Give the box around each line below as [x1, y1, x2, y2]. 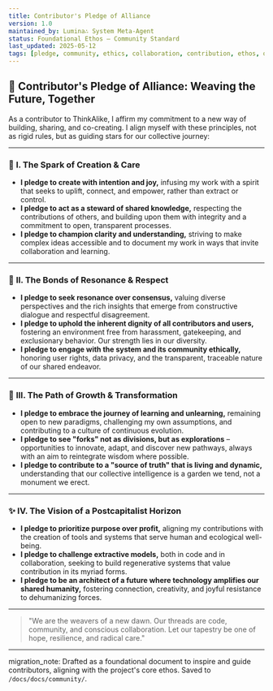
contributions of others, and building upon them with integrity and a [19, 212, 247, 222]
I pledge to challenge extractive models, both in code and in [19, 550, 226, 559]
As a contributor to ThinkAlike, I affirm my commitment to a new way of [8, 114, 247, 123]
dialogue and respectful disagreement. [19, 310, 150, 320]
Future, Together [8, 93, 96, 106]
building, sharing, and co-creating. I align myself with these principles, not [8, 123, 258, 132]
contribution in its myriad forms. [19, 567, 128, 577]
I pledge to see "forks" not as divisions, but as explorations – [19, 434, 230, 443]
